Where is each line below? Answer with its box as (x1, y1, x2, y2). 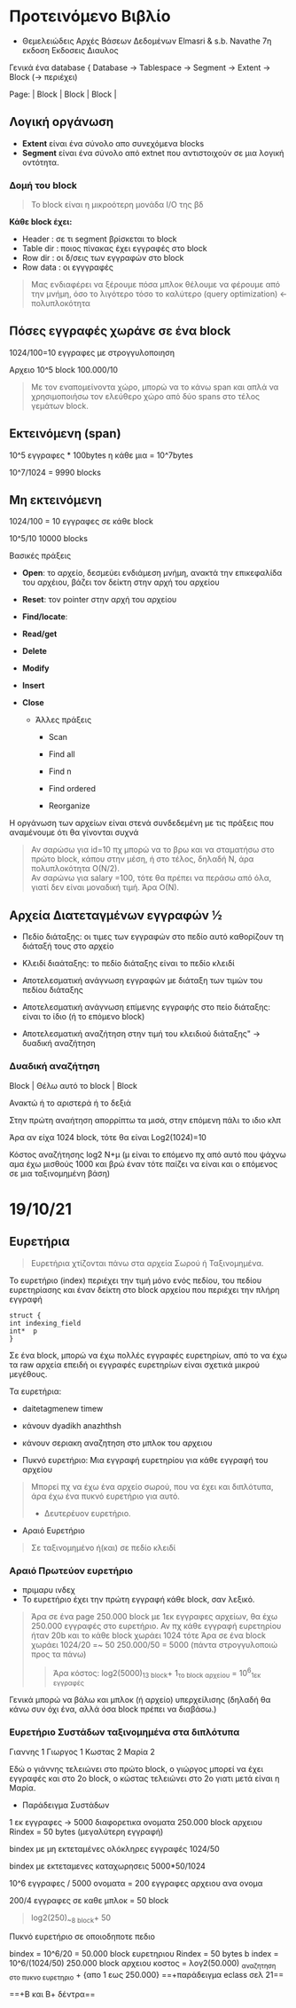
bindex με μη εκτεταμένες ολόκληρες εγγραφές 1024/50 (9, 1843, 220, 1854)
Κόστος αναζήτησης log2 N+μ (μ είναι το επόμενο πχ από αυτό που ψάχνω (9, 1149, 286, 1160)
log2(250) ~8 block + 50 (30, 1912, 112, 1925)
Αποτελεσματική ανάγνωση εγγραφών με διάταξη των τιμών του (21, 975, 263, 986)
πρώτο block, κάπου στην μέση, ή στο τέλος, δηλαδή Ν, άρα (30, 854, 254, 864)
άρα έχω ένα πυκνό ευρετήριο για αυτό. (30, 1491, 180, 1501)
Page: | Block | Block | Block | (9, 89, 117, 99)
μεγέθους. (9, 1368, 48, 1379)
